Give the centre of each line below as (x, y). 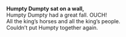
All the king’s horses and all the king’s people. (63, 21)
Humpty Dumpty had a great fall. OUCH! (57, 15)
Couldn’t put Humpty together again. (52, 27)
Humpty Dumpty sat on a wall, (45, 9)
